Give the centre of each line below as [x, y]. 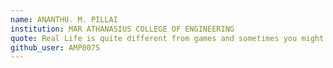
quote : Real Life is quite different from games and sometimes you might [167, 38]
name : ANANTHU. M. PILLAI [64, 19]
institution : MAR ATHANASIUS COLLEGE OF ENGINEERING [122, 29]
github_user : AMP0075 [55, 47]
